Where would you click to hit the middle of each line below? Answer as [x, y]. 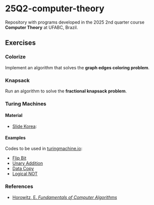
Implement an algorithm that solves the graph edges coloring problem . [77, 67]
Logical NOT [25, 174]
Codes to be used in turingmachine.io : [44, 148]
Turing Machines [26, 104]
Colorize [15, 57]
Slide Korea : [24, 126]
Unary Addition [28, 163]
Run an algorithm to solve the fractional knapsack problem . [66, 91]
